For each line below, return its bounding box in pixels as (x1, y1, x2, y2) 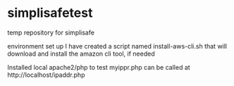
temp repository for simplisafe (7, 28, 95, 37)
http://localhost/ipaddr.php (7, 70, 85, 79)
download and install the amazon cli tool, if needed (7, 49, 155, 58)
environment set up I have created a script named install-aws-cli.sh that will (7, 42, 228, 50)
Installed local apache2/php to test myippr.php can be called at (7, 63, 190, 71)
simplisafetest (7, 5, 93, 21)
